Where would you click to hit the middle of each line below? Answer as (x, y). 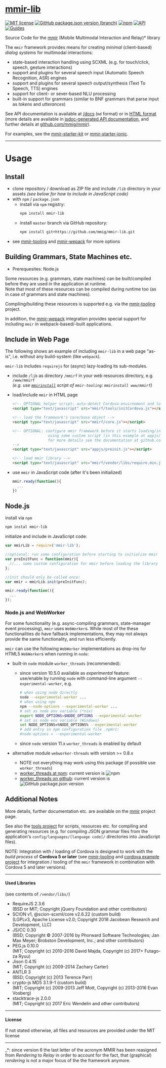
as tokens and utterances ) (39, 104)
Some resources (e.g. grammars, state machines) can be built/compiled (78, 279)
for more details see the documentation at (93, 440)
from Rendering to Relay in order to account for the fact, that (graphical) (78, 1055)
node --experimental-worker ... (53, 697)
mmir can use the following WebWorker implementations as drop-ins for (76, 649)
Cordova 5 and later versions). (36, 867)
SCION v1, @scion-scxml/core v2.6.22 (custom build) (66, 914)
